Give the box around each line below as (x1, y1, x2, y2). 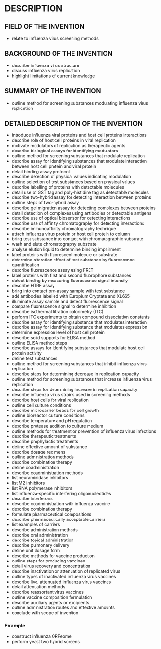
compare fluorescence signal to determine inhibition (11, 303, 116, 309)
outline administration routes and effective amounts (11, 605, 115, 611)
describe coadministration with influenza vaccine (11, 501, 110, 507)
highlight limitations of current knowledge (11, 73, 95, 79)
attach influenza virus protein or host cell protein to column (11, 231, 130, 237)
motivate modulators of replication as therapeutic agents (11, 143, 125, 149)
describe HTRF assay (11, 283, 55, 289)
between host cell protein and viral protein (11, 163, 97, 169)
